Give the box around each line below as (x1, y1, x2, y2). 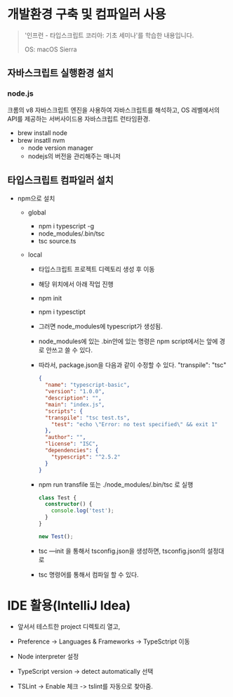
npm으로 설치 (17, 194, 55, 203)
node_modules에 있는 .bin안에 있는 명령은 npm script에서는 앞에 (38, 337, 218, 345)
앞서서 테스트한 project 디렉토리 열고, (17, 622, 121, 630)
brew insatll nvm (17, 136, 65, 144)
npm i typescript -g (38, 222, 95, 231)
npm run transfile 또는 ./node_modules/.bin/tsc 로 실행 (38, 480, 194, 489)
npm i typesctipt (38, 307, 86, 316)
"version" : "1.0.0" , (44, 388, 105, 395)
